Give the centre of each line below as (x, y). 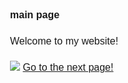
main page (35, 15)
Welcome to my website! (64, 41)
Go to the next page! (68, 68)
